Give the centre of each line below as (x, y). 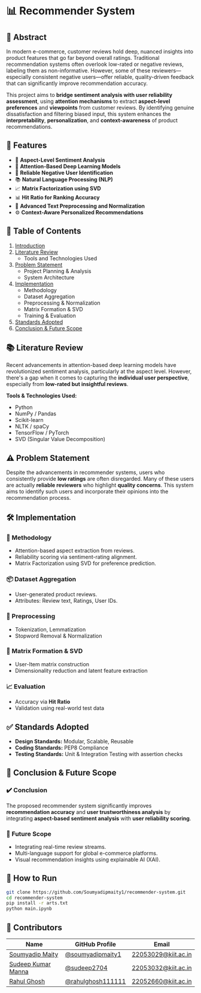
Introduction (30, 245)
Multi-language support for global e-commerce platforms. (86, 853)
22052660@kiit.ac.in (162, 982)
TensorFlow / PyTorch (42, 433)
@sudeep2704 (86, 968)
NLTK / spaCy (32, 426)
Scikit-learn (29, 420)
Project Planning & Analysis (57, 271)
